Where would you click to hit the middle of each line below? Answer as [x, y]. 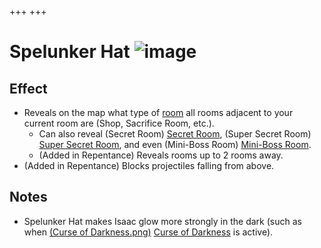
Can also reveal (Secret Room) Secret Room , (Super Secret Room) [175, 134]
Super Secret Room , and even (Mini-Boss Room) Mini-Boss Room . [175, 144]
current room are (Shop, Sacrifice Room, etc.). [119, 123]
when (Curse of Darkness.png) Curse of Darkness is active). [148, 232]
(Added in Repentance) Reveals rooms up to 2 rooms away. [161, 155]
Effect [28, 88]
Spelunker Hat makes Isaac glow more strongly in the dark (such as [162, 221]
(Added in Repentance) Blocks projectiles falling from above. [149, 165]
